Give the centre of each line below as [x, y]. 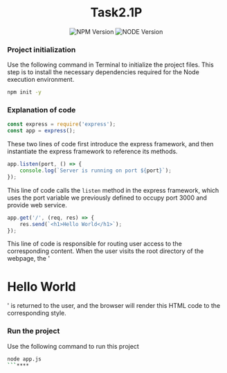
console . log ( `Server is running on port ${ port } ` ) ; [96, 171]
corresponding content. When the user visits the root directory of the [106, 251]
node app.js [24, 359]
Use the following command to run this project [73, 346]
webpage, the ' [29, 259]
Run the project [34, 331]
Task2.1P [116, 13]
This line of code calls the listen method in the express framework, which [113, 190]
